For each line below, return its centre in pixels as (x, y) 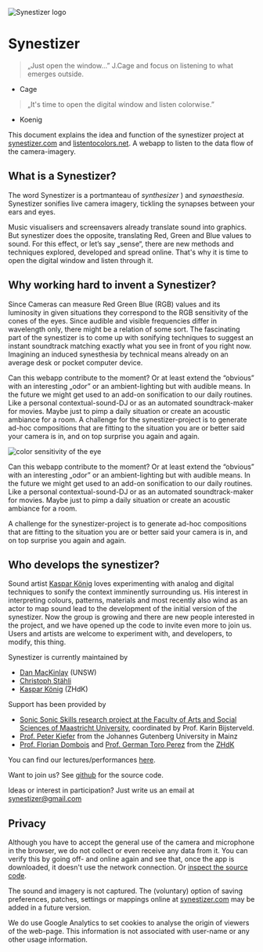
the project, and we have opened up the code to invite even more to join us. (130, 625)
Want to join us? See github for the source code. (86, 775)
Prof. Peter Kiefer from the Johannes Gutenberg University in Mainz (128, 736)
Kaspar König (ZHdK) (54, 689)
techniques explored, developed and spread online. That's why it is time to (128, 252)
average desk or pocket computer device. (76, 362)
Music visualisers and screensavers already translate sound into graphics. (128, 227)
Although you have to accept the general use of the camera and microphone (131, 842)
